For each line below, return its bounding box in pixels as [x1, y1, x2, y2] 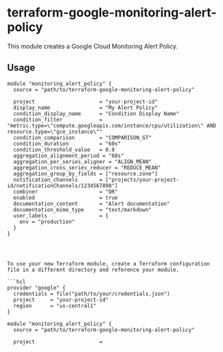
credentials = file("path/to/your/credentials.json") [13, 290, 170, 297]
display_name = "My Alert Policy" [13, 104, 158, 111]
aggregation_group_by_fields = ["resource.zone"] [13, 170, 158, 177]
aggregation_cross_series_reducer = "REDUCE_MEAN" [13, 164, 161, 171]
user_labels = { [13, 212, 109, 219]
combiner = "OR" [13, 188, 118, 195]
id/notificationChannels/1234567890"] [7, 182, 118, 189]
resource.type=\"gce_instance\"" [7, 128, 103, 135]
